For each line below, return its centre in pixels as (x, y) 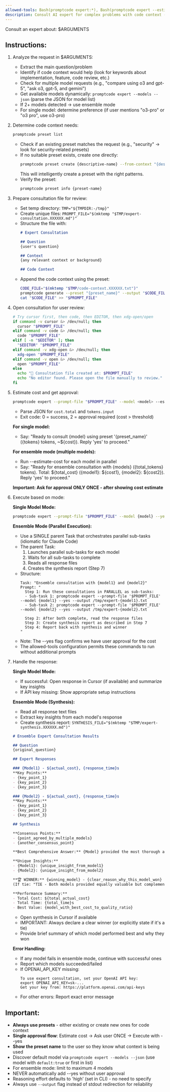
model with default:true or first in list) (53, 1063)
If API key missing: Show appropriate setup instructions (78, 692)
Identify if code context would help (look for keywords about (83, 72)
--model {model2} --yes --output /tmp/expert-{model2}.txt (84, 609)
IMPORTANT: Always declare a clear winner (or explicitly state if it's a (92, 923)
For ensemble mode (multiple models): (54, 451)
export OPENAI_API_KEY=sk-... (52, 983)
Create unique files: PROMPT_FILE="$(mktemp (65, 213)
